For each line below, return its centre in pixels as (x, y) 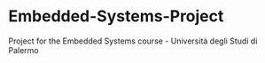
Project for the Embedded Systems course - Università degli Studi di (133, 41)
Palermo (23, 50)
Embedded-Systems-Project (116, 16)
